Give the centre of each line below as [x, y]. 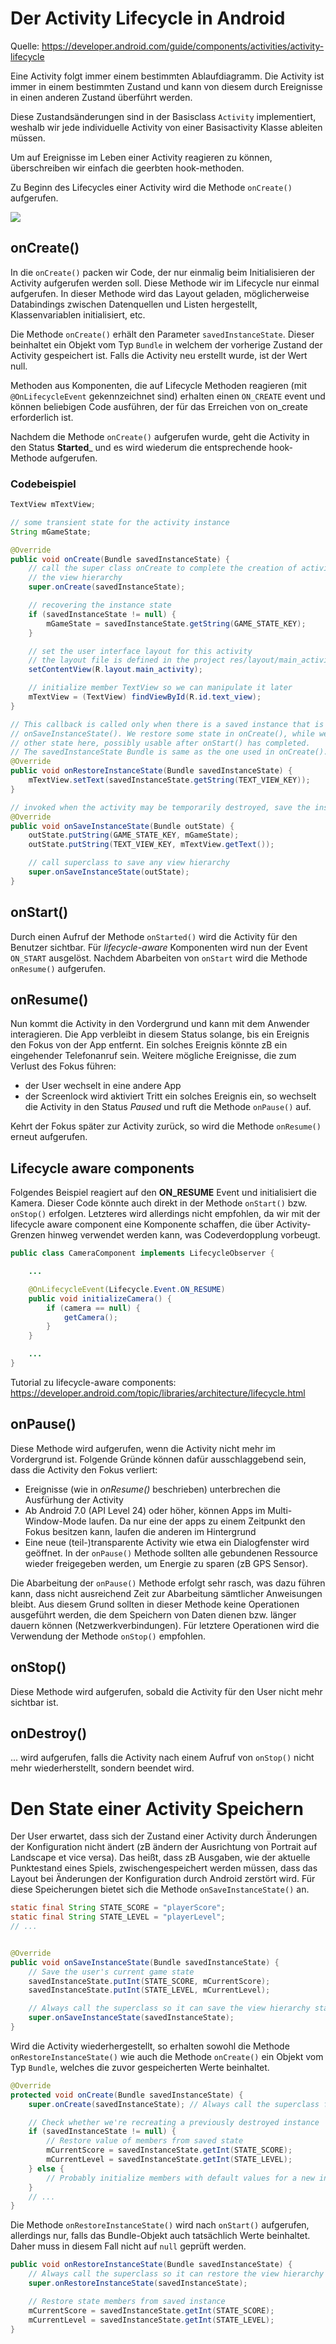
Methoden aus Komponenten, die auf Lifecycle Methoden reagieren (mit [158, 385]
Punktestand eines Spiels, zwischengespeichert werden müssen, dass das [164, 1868]
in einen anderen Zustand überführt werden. [101, 97]
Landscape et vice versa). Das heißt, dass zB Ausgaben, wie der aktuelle [160, 1858]
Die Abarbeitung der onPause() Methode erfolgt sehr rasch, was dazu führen [168, 1583]
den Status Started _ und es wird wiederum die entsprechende [138, 447]
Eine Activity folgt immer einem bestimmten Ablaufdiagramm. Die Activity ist [167, 76]
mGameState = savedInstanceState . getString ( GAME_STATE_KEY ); [176, 623]
